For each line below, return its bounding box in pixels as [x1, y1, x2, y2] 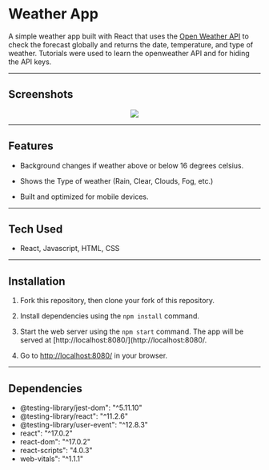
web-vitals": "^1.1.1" [19, 454, 84, 464]
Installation [8, 274, 66, 288]
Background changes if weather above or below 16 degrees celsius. [19, 160, 244, 170]
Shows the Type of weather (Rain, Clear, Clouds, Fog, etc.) [19, 176, 214, 185]
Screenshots [8, 87, 74, 101]
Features [8, 140, 54, 153]
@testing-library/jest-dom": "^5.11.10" [19, 403, 143, 412]
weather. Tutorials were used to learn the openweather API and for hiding [8, 48, 250, 58]
